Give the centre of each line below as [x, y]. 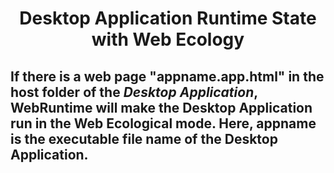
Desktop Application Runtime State [168, 18]
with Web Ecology [168, 39]
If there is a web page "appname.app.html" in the [167, 76]
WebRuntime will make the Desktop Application [161, 107]
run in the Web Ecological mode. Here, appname [163, 123]
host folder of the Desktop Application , [134, 92]
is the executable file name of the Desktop [144, 138]
